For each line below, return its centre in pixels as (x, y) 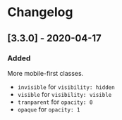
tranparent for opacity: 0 (55, 102)
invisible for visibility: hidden (66, 87)
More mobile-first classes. (45, 73)
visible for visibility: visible (65, 94)
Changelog (40, 12)
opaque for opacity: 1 (49, 109)
